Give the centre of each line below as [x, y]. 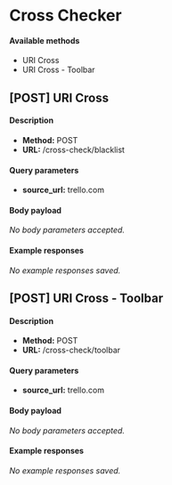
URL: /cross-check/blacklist [73, 150]
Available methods [45, 40]
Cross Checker [66, 16]
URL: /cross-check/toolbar [71, 350]
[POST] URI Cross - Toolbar [86, 298]
